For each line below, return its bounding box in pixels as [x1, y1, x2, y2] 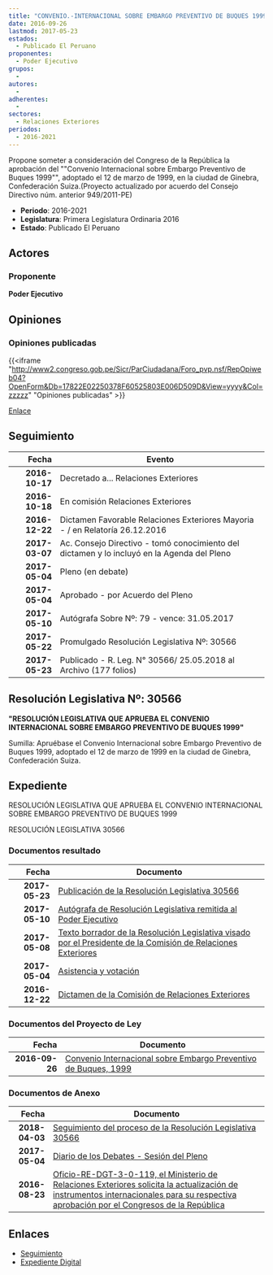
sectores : [8, 111, 42, 119]
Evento [145, 453, 175, 464]
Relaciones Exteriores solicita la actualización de [52, 1179, 238, 1190]
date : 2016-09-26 [8, 20, 67, 28]
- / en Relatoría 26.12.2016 [59, 524, 167, 535]
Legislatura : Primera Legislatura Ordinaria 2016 [19, 214, 180, 224]
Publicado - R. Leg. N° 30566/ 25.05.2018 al [59, 654, 236, 665]
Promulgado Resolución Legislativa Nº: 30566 [59, 636, 237, 647]
